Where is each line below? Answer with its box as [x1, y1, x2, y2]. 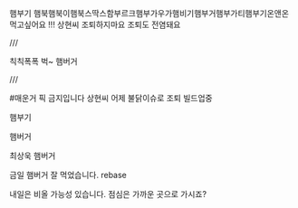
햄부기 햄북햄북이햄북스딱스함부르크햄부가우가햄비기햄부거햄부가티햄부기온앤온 [9, 8, 290, 18]
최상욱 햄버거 [9, 150, 56, 161]
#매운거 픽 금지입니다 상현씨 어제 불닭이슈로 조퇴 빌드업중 [9, 93, 213, 103]
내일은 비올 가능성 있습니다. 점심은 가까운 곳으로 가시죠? [9, 189, 207, 199]
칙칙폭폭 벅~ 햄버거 [9, 56, 79, 66]
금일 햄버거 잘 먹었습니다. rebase [9, 170, 127, 180]
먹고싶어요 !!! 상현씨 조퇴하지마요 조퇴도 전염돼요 [9, 19, 181, 30]
